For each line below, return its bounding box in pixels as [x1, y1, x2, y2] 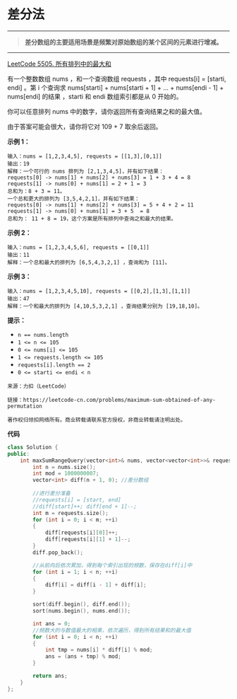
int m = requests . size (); [32, 509, 109, 516]
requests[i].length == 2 [17, 362, 91, 369]
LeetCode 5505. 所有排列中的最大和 [7, 59, 111, 68]
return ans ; [32, 673, 68, 680]
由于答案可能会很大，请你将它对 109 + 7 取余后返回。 [7, 122, 162, 131]
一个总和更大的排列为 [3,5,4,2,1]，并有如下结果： [7, 195, 140, 202]
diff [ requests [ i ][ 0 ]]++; [44, 529, 119, 536]
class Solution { [7, 444, 59, 451]
